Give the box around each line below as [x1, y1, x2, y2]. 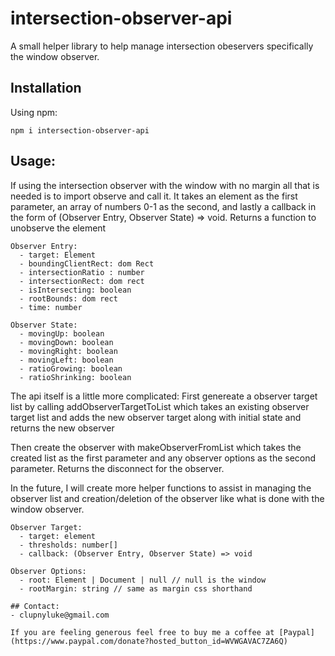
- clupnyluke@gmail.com [10, 610, 110, 620]
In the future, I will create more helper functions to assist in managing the [10, 482, 312, 494]
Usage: [10, 153, 57, 170]
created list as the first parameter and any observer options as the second [10, 452, 317, 464]
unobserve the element [10, 222, 107, 234]
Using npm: [10, 106, 58, 118]
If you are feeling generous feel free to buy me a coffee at [10, 627, 275, 637]
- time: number [19, 302, 83, 312]
